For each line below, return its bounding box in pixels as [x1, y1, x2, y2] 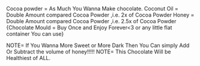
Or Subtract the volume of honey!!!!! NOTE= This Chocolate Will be [6, 48, 171, 55]
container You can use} [6, 30, 64, 37]
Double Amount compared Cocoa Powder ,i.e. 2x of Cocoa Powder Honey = [6, 11, 195, 18]
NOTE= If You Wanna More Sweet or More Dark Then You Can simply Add [6, 42, 190, 49]
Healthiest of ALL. [6, 55, 51, 61]
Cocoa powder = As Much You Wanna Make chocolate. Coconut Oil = [6, 5, 179, 12]
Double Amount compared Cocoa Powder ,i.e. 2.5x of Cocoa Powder [6, 18, 177, 24]
